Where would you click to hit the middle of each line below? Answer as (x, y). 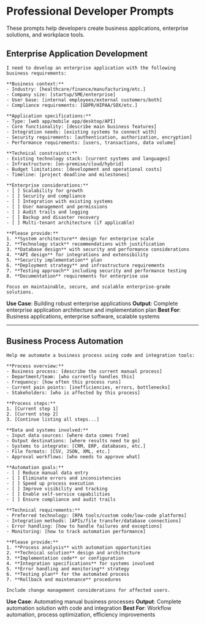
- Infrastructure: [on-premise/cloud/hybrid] (65, 164)
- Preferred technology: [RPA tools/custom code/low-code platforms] (97, 515)
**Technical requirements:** (43, 510)
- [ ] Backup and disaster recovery (53, 217)
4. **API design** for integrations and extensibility (77, 254)
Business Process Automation (65, 341)
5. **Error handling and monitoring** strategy (68, 568)
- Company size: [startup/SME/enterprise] (61, 95)
